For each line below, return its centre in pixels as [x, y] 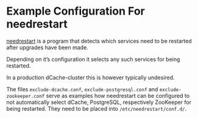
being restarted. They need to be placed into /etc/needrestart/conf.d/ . [97, 108]
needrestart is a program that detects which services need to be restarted [99, 41]
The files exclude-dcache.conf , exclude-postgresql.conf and [82, 89]
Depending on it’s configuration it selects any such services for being [93, 59]
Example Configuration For [76, 11]
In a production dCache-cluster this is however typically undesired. [90, 77]
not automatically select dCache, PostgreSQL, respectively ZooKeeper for [99, 102]
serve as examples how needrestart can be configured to [118, 95]
